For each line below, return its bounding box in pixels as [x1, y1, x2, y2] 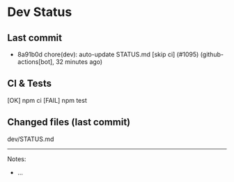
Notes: [7, 154, 26, 163]
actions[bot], [17, 58, 54, 66]
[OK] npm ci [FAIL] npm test [7, 96, 87, 104]
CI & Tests [7, 78, 52, 90]
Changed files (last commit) [7, 116, 131, 129]
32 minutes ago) [55, 58, 103, 66]
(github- [200, 50, 224, 58]
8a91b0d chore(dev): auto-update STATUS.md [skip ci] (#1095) [17, 50, 199, 58]
